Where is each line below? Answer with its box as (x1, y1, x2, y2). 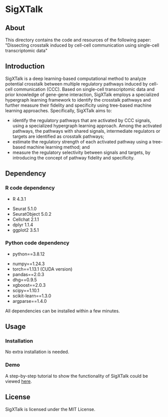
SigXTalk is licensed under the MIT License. (5, 406, 95, 412)
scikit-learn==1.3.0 (12, 293, 52, 299)
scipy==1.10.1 (12, 287, 39, 293)
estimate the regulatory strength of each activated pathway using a (12, 138, 151, 144)
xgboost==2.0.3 (12, 282, 46, 288)
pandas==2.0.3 (12, 271, 44, 277)
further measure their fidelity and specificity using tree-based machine (5, 102, 152, 108)
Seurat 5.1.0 (12, 205, 37, 212)
